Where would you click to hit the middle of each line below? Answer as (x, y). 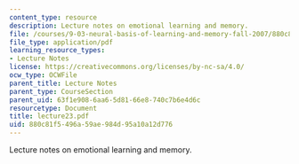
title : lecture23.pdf (49, 116)
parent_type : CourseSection (61, 91)
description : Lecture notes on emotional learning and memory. (129, 26)
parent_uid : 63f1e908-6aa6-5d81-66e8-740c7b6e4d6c (105, 100)
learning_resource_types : (57, 51)
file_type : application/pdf (61, 42)
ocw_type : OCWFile (43, 75)
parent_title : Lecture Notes (63, 83)
